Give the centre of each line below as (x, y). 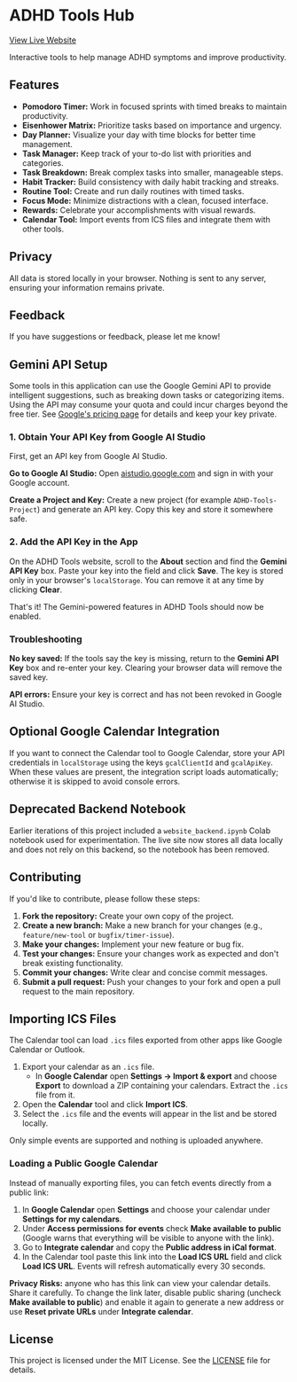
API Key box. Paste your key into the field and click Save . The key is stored (146, 570)
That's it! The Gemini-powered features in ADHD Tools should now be (137, 606)
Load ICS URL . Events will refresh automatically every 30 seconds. (144, 1266)
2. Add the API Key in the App (74, 542)
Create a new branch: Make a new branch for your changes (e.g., (142, 925)
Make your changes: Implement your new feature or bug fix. (133, 944)
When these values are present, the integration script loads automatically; (144, 771)
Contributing (45, 877)
